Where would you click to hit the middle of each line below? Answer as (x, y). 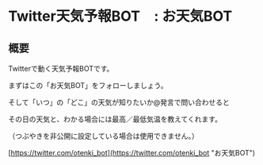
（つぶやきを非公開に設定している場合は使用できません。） (104, 136)
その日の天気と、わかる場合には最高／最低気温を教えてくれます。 (115, 119)
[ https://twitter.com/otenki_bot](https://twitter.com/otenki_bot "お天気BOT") (132, 153)
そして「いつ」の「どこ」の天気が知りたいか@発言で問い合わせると (119, 102)
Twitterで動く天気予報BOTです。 (61, 69)
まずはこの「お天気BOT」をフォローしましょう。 (88, 85)
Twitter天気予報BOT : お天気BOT (120, 16)
